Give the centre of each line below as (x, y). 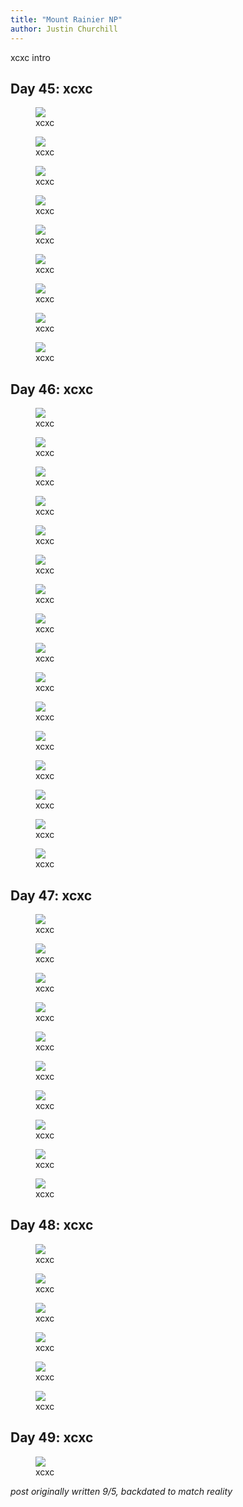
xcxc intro (30, 57)
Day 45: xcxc (51, 88)
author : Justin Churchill (64, 29)
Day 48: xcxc (52, 1225)
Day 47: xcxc (51, 895)
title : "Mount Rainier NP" (66, 19)
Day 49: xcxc (52, 1437)
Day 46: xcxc (52, 389)
